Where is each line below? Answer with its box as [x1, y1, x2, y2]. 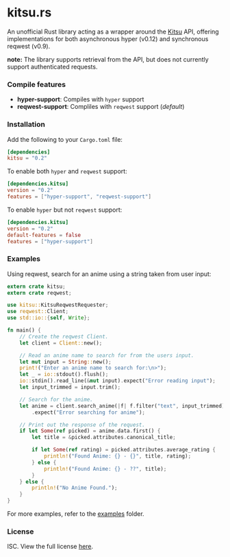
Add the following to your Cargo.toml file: [7, 135, 123, 143]
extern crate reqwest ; [7, 289, 72, 296]
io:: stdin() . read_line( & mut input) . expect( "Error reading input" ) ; [19, 377, 216, 384]
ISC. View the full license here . [7, 543, 94, 551]
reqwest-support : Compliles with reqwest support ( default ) [16, 103, 185, 111]
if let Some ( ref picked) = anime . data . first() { [19, 428, 161, 434]
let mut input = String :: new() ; [19, 358, 112, 365]
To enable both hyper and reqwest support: [7, 167, 128, 175]
